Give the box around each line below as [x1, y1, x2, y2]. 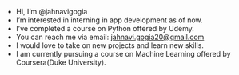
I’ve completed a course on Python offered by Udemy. [15, 24, 194, 33]
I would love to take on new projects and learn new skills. [15, 41, 204, 50]
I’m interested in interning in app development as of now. [15, 15, 203, 25]
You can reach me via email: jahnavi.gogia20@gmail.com [15, 32, 205, 41]
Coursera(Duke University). [15, 57, 106, 67]
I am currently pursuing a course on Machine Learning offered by [15, 49, 231, 58]
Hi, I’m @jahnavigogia [15, 7, 88, 16]
